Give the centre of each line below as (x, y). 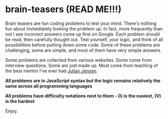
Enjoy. (12, 111)
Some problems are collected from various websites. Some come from (79, 60)
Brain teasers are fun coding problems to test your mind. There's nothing (81, 23)
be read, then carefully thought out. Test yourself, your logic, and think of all (84, 39)
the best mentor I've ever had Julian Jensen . (51, 71)
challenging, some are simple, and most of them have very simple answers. (83, 50)
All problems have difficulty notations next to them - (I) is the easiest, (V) (83, 96)
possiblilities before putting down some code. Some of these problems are (83, 45)
